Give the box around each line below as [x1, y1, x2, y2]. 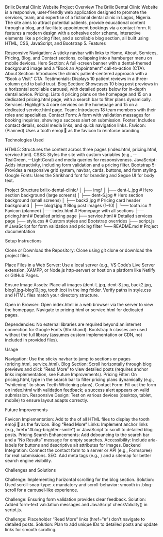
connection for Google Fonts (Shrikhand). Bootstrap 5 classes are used [5, 327, 147, 332]
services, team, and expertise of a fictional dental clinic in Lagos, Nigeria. [5, 15, 152, 20]
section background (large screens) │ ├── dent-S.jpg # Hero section [5, 192, 144, 198]
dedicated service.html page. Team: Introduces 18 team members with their [5, 107, 156, 113]
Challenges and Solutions [5, 467, 56, 473]
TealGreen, [5, 157, 27, 162]
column [5, 81, 20, 87]
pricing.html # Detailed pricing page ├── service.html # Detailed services [5, 213, 153, 219]
